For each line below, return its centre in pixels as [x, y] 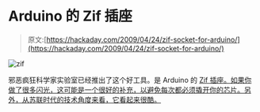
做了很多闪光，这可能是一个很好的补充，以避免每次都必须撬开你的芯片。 [126, 90]
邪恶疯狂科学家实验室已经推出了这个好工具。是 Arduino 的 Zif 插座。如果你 [130, 80]
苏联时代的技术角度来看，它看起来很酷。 [95, 99]
